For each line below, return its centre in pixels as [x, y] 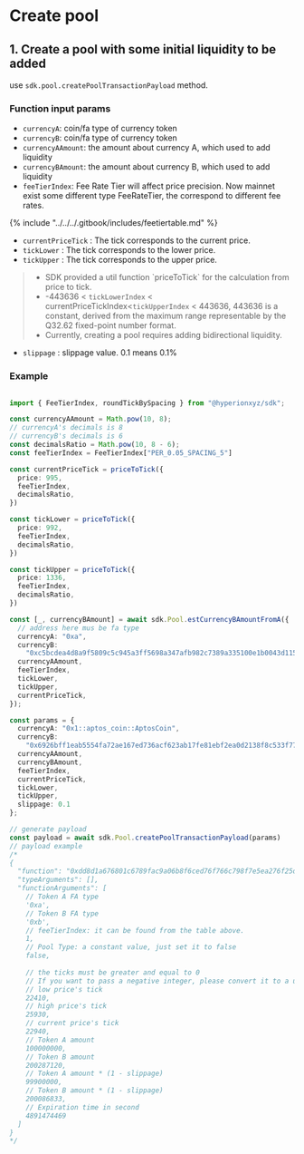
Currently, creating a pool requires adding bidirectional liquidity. [164, 335]
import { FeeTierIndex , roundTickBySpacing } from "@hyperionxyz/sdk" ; [147, 403]
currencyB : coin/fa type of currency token [100, 138]
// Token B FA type [62, 913]
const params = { [42, 720]
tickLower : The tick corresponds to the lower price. [119, 250]
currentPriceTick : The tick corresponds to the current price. [136, 240]
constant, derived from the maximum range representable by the [166, 316]
